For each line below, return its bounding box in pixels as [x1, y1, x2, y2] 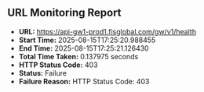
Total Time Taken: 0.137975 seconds [18, 51, 139, 61]
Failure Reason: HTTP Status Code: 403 [18, 76, 150, 86]
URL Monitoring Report [7, 6, 122, 19]
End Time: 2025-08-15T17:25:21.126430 [18, 43, 150, 53]
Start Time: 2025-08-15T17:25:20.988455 [18, 35, 156, 44]
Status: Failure [18, 68, 67, 77]
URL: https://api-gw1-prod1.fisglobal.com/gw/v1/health [18, 27, 197, 36]
